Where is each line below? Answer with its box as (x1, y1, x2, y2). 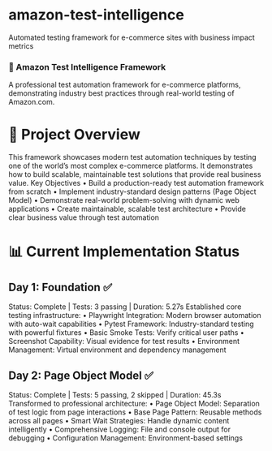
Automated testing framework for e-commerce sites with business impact (8, 32, 256, 42)
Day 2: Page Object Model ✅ (8, 368, 154, 382)
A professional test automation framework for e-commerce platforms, (8, 79, 241, 90)
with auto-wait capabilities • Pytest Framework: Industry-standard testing (8, 319, 254, 329)
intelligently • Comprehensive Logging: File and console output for (8, 424, 231, 434)
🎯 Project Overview (8, 126, 140, 144)
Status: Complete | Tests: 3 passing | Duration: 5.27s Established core (8, 302, 242, 311)
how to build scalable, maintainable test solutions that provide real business (8, 170, 261, 179)
